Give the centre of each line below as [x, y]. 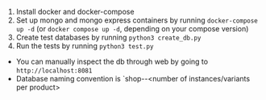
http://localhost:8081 [54, 71]
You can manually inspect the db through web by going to [112, 61]
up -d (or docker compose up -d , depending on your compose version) [132, 29]
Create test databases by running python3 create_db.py [108, 37]
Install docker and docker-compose [75, 12]
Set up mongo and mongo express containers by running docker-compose [137, 20]
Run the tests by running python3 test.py [85, 46]
